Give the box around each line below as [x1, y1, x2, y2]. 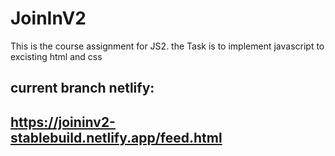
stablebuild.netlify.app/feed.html [10, 129, 223, 146]
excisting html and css [10, 50, 103, 62]
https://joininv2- [10, 113, 116, 131]
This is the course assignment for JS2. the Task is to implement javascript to [10, 40, 325, 52]
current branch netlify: [10, 80, 155, 97]
